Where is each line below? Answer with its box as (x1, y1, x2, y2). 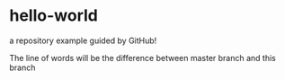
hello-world (9, 5, 99, 26)
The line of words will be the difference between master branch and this (9, 52, 276, 63)
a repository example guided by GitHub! (9, 35, 157, 46)
